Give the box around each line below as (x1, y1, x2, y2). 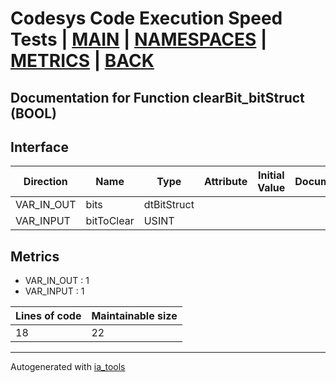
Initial (257, 168, 285, 182)
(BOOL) (10, 105, 57, 122)
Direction (23, 175, 68, 189)
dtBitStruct (143, 198, 195, 212)
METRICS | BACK (10, 50, 155, 72)
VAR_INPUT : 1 (24, 285, 85, 297)
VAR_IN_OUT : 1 (24, 275, 90, 287)
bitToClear (85, 214, 135, 228)
